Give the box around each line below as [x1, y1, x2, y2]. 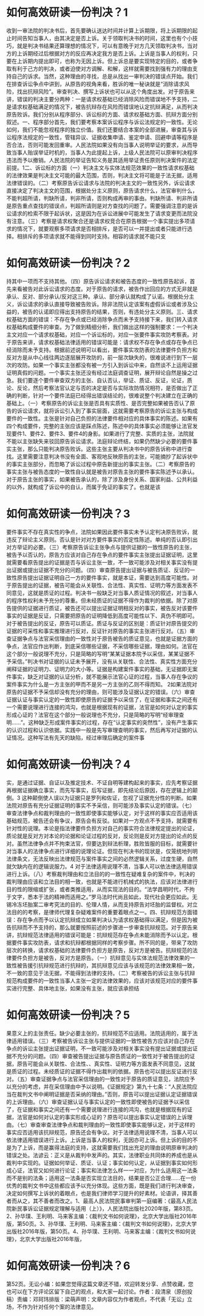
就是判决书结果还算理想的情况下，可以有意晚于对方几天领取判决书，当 [16, 42, 192, 49]
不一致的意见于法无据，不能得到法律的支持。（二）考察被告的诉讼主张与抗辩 [6, 969, 195, 976]
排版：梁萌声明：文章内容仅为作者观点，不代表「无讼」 [48, 1295, 187, 1303]
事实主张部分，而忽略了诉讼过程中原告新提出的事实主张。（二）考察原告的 [11, 460, 195, 468]
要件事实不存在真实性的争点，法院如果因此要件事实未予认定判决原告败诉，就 [6, 528, 198, 535]
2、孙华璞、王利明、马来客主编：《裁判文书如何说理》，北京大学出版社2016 [6, 1212, 192, 1220]
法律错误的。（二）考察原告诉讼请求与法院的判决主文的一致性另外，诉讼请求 [6, 179, 195, 187]
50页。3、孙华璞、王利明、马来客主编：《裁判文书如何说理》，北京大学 [22, 1220, 197, 1227]
